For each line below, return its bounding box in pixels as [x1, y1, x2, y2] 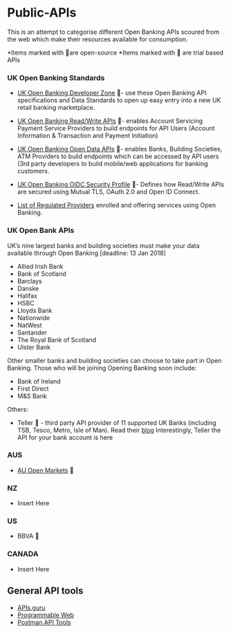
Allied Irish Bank [17, 262, 64, 270]
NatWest [17, 321, 42, 329]
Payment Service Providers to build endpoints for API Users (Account [17, 124, 216, 133]
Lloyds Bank [17, 306, 53, 314]
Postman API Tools [17, 618, 71, 626]
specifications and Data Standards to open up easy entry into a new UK [17, 96, 221, 104]
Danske [17, 284, 39, 292]
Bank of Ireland [17, 377, 61, 385]
